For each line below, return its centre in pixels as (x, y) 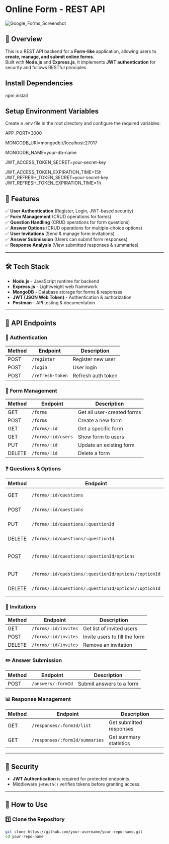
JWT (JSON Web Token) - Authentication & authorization (72, 297)
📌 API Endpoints (31, 323)
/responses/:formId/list (62, 726)
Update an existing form (106, 445)
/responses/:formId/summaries (68, 740)
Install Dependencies (39, 83)
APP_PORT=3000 (24, 133)
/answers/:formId (53, 684)
